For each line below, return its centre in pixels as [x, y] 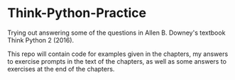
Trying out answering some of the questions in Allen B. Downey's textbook [116, 33]
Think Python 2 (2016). [41, 40]
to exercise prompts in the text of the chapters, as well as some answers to [117, 61]
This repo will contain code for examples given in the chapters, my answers [118, 54]
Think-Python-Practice [77, 13]
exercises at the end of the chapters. [61, 69]
